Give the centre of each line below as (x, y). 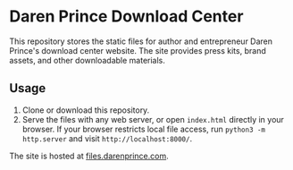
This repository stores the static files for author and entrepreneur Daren (141, 41)
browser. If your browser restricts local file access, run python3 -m (144, 129)
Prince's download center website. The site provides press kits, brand (138, 50)
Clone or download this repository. (86, 110)
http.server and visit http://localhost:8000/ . (107, 138)
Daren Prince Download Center (126, 17)
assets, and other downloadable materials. (87, 60)
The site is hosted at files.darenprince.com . (89, 156)
